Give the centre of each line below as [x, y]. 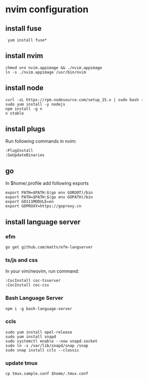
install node [24, 88]
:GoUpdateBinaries [25, 155]
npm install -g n [24, 109]
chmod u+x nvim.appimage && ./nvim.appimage [54, 68]
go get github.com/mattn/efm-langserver [49, 247]
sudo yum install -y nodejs [35, 104]
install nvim [24, 56]
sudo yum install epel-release [39, 332]
